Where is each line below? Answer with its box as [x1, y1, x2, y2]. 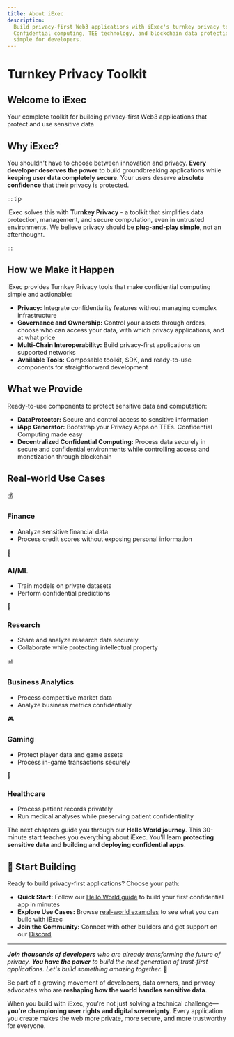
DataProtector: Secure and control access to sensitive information [17, 415, 209, 423]
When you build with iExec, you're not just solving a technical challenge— [7, 999, 219, 1008]
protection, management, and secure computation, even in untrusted [7, 215, 205, 223]
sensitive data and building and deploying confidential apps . [7, 841, 186, 849]
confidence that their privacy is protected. [7, 181, 130, 189]
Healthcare [7, 788, 46, 798]
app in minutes [17, 900, 61, 909]
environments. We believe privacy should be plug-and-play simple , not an [7, 223, 221, 231]
